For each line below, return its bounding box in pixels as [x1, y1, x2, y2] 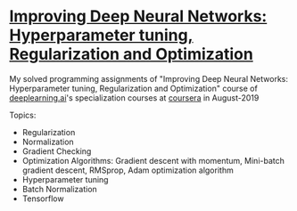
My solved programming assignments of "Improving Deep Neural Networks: [9, 73, 288, 84]
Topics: [9, 110, 37, 120]
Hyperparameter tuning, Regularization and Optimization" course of [9, 83, 259, 93]
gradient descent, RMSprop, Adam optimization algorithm [21, 165, 234, 175]
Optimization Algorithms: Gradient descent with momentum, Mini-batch [21, 155, 285, 166]
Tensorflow [21, 193, 64, 204]
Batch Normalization [21, 183, 98, 194]
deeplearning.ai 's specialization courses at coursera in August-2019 [9, 92, 260, 103]
